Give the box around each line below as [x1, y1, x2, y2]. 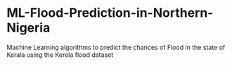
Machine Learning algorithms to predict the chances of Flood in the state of [6, 43, 226, 51]
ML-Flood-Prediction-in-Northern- [6, 5, 214, 21]
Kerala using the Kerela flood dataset [6, 51, 114, 59]
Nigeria [6, 20, 51, 36]
